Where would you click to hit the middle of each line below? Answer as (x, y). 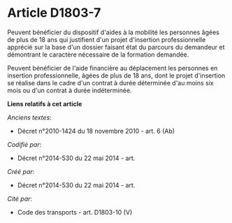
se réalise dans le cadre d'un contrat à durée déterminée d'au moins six (111, 82)
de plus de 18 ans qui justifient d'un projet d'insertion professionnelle (107, 39)
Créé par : (21, 171)
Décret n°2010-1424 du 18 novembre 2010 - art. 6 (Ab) (96, 131)
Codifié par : (24, 144)
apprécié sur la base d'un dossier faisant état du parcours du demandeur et (116, 47)
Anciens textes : (30, 117)
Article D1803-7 (54, 13)
